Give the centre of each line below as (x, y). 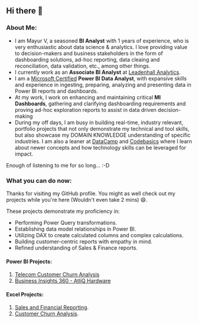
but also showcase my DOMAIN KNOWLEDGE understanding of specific (103, 135)
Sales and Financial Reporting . (52, 308)
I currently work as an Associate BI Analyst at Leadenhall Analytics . (98, 72)
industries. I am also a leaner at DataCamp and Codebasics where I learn (103, 141)
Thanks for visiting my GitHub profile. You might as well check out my (91, 193)
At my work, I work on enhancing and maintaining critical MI (88, 97)
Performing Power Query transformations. (66, 222)
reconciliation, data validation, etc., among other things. (82, 66)
